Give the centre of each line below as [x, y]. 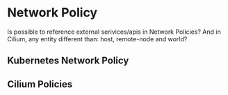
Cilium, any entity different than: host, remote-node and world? [97, 39]
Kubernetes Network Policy [68, 61]
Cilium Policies [40, 84]
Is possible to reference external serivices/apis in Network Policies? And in [114, 32]
